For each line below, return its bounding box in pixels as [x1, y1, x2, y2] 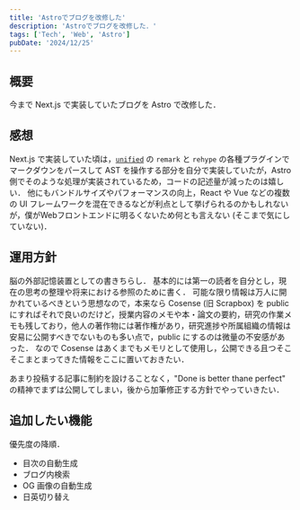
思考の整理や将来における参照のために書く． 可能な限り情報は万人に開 [24, 286, 287, 297]
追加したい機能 [9, 413, 93, 428]
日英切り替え [22, 491, 70, 502]
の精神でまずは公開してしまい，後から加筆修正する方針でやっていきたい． [9, 383, 285, 395]
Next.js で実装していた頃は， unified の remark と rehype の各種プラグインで [9, 154, 290, 164]
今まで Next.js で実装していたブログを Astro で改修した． [9, 100, 222, 110]
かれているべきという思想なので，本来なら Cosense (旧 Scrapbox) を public [9, 297, 290, 308]
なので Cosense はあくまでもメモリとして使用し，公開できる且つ [34, 342, 277, 353]
